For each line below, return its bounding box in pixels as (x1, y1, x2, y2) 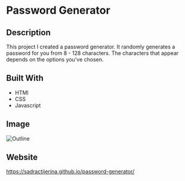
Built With (6, 73, 44, 84)
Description (6, 27, 51, 38)
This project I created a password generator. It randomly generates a (6, 43, 175, 50)
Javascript (14, 102, 41, 109)
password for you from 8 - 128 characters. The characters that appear (6, 50, 179, 57)
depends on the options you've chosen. (6, 56, 104, 63)
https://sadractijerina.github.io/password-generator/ (6, 168, 135, 175)
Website (6, 152, 38, 162)
